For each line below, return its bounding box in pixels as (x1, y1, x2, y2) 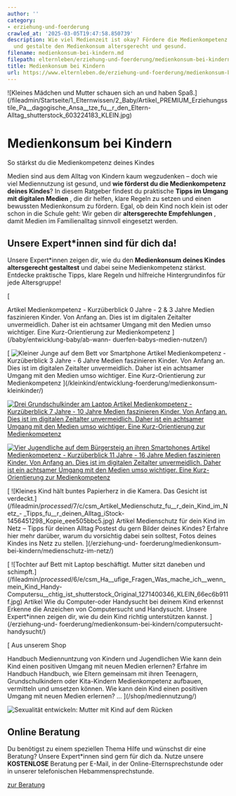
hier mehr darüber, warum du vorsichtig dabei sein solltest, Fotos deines (7, 532, 216, 540)
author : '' (7, 10, 39, 18)
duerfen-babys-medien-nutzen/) (112, 335, 208, 344)
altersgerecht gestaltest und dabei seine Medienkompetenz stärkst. (7, 263, 206, 272)
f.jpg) (7, 598, 23, 606)
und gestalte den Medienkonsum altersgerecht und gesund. (13, 43, 188, 50)
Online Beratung (7, 726, 81, 738)
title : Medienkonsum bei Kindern (7, 63, 105, 70)
